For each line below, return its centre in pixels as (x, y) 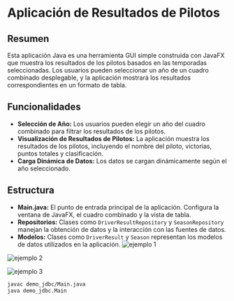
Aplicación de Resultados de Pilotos (114, 13)
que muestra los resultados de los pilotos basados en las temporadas (107, 63)
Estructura (31, 190)
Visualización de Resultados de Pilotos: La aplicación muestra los (113, 138)
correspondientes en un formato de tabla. (67, 85)
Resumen (28, 39)
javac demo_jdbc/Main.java (46, 284)
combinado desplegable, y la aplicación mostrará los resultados (99, 78)
